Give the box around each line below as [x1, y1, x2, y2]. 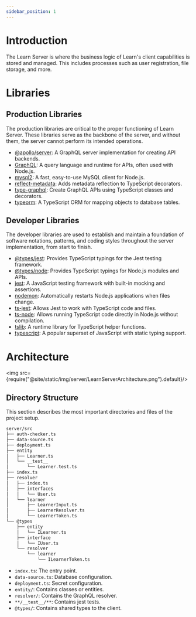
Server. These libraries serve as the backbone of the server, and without [6, 131, 181, 138]
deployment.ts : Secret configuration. [14, 579, 103, 587]
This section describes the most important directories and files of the [6, 408, 173, 415]
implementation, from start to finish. [6, 244, 92, 251]
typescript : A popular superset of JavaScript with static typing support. [14, 329, 187, 337]
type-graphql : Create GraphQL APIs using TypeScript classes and [14, 186, 174, 193]
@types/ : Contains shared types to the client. [14, 605, 122, 611]
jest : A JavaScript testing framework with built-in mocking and [14, 279, 166, 287]
